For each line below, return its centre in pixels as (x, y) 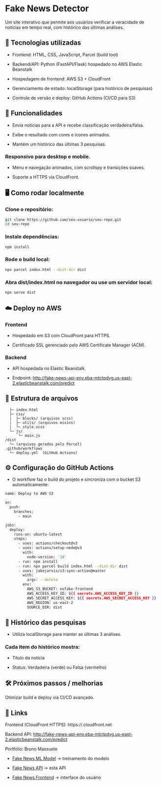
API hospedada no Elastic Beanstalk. (49, 368)
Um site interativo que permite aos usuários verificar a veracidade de (75, 22)
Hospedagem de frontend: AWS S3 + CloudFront (61, 78)
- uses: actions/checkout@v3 (48, 543)
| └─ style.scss (27, 427)
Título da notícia (28, 657)
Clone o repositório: (29, 209)
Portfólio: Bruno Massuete (31, 749)
